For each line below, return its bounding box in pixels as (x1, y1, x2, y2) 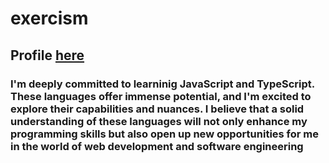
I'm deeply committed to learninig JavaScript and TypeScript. (10, 77, 315, 91)
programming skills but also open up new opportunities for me (10, 127, 320, 141)
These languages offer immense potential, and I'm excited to (10, 89, 312, 103)
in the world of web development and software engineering (10, 139, 304, 153)
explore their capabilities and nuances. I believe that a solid (10, 102, 305, 116)
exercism (10, 7, 89, 30)
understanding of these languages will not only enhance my (10, 114, 308, 128)
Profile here (10, 47, 85, 64)
